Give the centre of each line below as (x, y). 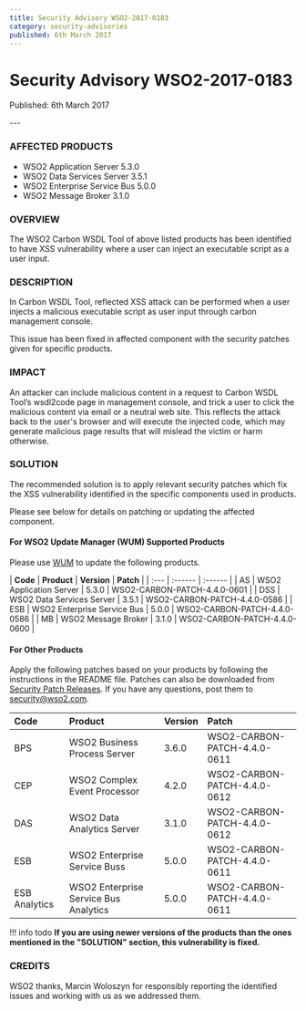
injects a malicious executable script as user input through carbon (133, 312)
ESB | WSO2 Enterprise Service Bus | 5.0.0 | (92, 609)
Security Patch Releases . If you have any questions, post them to (131, 689)
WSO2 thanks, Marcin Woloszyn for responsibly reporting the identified (143, 985)
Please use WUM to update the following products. (105, 562)
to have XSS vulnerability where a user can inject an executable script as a (149, 248)
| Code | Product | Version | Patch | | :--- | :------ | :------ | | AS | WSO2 (145, 580)
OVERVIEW (35, 219)
